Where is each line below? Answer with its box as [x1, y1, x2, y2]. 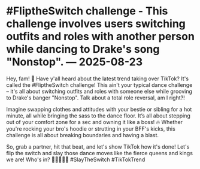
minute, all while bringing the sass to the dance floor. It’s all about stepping [6, 112, 190, 119]
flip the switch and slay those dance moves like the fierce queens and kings [6, 149, 193, 156]
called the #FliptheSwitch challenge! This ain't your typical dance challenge [6, 81, 193, 88]
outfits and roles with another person [6, 30, 195, 43]
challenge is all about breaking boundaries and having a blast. [6, 131, 159, 138]
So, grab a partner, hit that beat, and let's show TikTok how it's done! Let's [6, 143, 190, 150]
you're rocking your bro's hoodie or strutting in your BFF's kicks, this [6, 125, 175, 132]
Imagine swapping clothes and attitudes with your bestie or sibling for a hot [6, 105, 192, 113]
